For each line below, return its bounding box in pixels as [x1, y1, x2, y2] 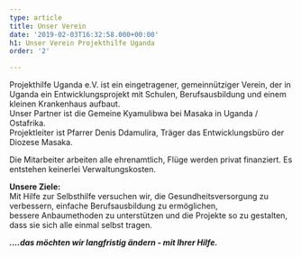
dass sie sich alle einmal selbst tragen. [9, 220, 153, 231]
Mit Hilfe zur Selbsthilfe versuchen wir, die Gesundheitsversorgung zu [9, 191, 269, 202]
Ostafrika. [9, 118, 47, 129]
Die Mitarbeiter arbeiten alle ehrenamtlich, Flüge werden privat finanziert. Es [9, 154, 293, 165]
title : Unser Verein [9, 22, 87, 31]
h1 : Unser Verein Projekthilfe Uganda [9, 38, 155, 48]
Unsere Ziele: [9, 181, 61, 192]
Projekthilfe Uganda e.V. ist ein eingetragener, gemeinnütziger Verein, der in [9, 79, 291, 90]
